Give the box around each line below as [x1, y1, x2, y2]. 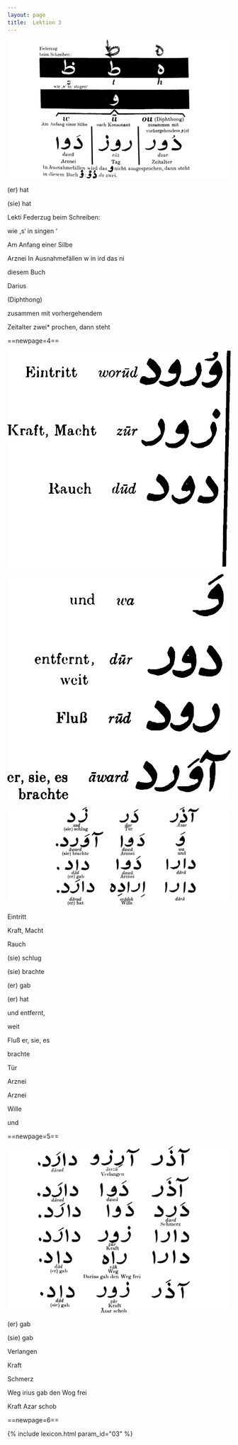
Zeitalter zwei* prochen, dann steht [7, 323, 111, 331]
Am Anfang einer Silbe [7, 241, 73, 249]
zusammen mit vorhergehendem [7, 309, 103, 318]
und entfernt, [7, 1009, 46, 1017]
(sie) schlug [7, 953, 42, 963]
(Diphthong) [7, 295, 42, 304]
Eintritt [7, 912, 27, 921]
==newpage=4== [7, 336, 59, 345]
